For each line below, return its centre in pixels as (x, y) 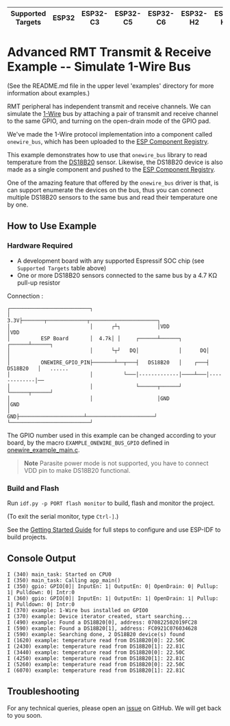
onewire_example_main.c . (43, 449)
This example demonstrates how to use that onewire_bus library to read (107, 154)
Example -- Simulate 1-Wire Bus (99, 67)
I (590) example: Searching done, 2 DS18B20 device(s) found (96, 634)
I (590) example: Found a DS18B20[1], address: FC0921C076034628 (102, 628)
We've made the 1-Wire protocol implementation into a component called (110, 134)
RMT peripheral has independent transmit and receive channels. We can (109, 106)
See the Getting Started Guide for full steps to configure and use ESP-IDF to (114, 529)
